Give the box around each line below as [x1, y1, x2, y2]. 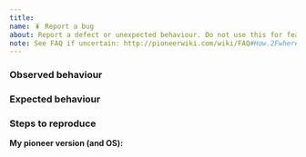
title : [9, 13, 35, 23]
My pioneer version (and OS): [9, 138, 124, 149]
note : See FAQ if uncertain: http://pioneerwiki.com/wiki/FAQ [9, 38, 250, 48]
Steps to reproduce [9, 117, 97, 130]
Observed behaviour [9, 69, 103, 82]
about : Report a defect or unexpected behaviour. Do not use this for [9, 30, 283, 39]
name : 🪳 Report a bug [9, 22, 94, 31]
